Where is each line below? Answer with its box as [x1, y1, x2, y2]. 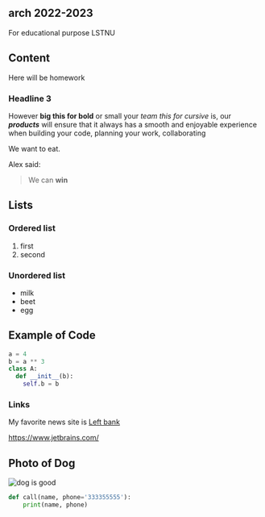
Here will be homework [8, 73, 85, 82]
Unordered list [8, 269, 66, 281]
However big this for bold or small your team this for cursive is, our [8, 110, 232, 120]
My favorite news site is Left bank [8, 417, 121, 427]
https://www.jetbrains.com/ [8, 433, 99, 443]
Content [8, 52, 51, 65]
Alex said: [8, 159, 41, 169]
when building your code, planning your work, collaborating [8, 128, 206, 138]
